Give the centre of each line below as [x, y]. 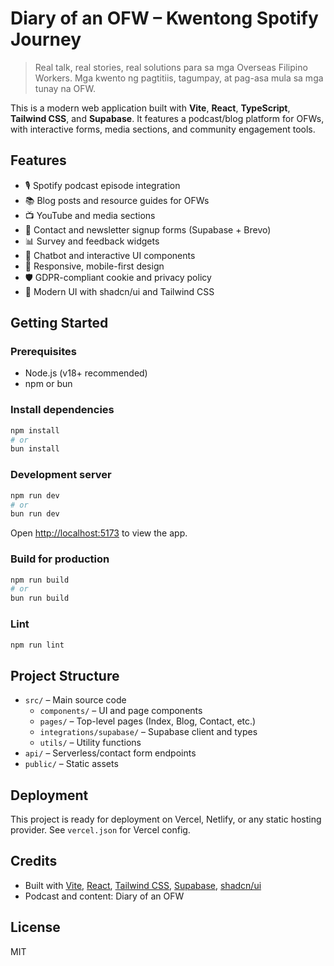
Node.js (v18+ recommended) [86, 373]
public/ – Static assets [71, 764]
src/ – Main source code [75, 700]
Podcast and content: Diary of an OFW [104, 896]
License [35, 927]
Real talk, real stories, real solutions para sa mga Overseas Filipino [171, 67]
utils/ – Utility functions [90, 743]
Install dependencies [62, 410]
